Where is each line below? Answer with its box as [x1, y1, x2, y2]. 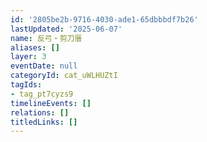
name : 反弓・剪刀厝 [10, 33, 83, 43]
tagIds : [10, 80, 43, 90]
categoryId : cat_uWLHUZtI [10, 71, 118, 81]
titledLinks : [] [10, 117, 78, 127]
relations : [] [10, 107, 70, 118]
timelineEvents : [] [10, 98, 92, 108]
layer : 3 [10, 52, 47, 62]
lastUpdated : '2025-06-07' [10, 24, 123, 34]
